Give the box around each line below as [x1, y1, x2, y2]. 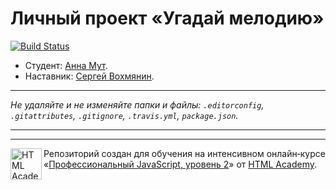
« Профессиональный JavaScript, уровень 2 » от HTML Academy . [43, 158, 318, 170]
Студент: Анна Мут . [24, 59, 108, 71]
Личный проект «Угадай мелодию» [10, 7, 325, 30]
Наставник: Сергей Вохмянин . [24, 70, 155, 82]
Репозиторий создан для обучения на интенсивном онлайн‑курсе [43, 147, 326, 159]
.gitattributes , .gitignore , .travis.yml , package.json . [10, 109, 239, 121]
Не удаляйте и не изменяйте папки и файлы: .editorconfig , [10, 98, 265, 111]
